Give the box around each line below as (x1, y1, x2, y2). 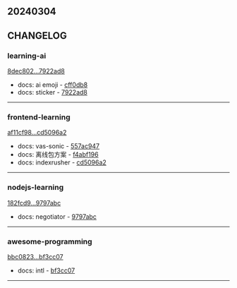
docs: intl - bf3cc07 (17, 266, 75, 275)
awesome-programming (7, 236, 93, 246)
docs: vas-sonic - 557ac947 (17, 142, 100, 150)
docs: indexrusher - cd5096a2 (17, 158, 107, 167)
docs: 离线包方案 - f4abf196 (17, 150, 99, 159)
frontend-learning (7, 112, 71, 122)
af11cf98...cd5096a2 (7, 128, 67, 137)
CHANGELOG (7, 30, 67, 42)
